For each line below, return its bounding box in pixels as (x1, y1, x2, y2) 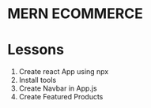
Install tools (18, 76, 57, 85)
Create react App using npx (18, 67, 109, 76)
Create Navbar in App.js (18, 84, 97, 93)
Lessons (7, 41, 65, 59)
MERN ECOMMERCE (7, 5, 144, 23)
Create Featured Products (18, 92, 104, 102)
